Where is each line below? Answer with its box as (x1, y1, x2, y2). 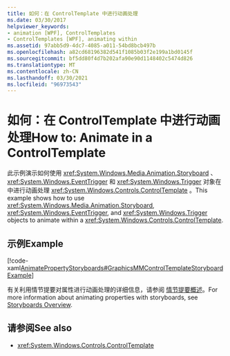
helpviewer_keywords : (7, 23, 70, 30)
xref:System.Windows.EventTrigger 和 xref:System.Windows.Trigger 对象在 (7, 178, 222, 186)
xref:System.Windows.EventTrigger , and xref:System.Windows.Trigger (7, 209, 208, 217)
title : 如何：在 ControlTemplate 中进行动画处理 (7, 10, 138, 17)
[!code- (7, 256, 29, 265)
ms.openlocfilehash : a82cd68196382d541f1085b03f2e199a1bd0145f (7, 49, 193, 56)
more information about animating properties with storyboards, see (7, 293, 198, 301)
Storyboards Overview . (7, 301, 73, 308)
